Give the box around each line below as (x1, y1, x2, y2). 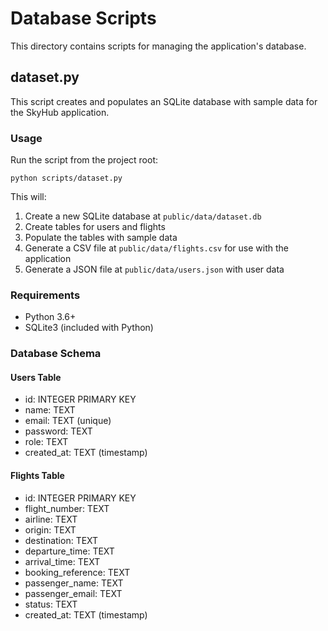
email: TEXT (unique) (24, 415, 112, 427)
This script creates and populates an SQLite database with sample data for (10, 95, 318, 107)
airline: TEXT (24, 513, 78, 525)
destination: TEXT (24, 534, 99, 546)
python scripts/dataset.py (10, 173, 123, 184)
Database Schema (10, 347, 102, 361)
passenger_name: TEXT (24, 577, 124, 589)
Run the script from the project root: (10, 154, 159, 166)
